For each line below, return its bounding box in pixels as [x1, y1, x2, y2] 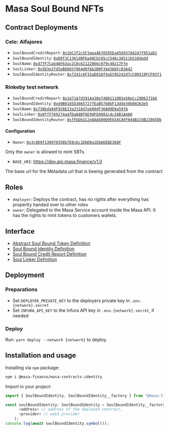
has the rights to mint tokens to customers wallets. [12, 212, 117, 219]
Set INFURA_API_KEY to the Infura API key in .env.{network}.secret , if [12, 307, 154, 313]
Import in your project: [5, 383, 52, 389]
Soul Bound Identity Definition [12, 246, 74, 252]
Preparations [5, 286, 38, 293]
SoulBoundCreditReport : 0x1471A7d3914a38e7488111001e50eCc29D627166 [12, 95, 157, 101]
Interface [5, 227, 35, 236]
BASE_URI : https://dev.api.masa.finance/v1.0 [12, 159, 102, 165]
